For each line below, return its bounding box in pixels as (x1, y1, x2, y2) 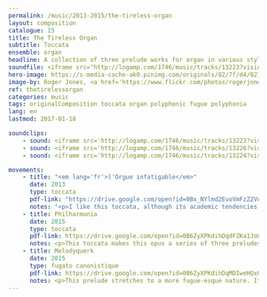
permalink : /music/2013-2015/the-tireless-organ (8, 11, 172, 20)
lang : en (8, 108, 37, 116)
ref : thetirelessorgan (8, 85, 83, 94)
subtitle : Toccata (8, 41, 69, 49)
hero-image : (8, 71, 48, 79)
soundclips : (8, 129, 48, 137)
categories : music (8, 93, 69, 101)
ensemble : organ (8, 48, 62, 56)
